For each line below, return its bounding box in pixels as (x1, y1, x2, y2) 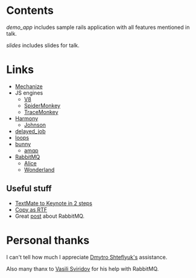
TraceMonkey (24, 108, 58, 115)
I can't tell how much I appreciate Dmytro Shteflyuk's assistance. (6, 253, 168, 261)
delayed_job (14, 127, 46, 134)
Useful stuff (6, 183, 52, 194)
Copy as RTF (14, 206, 48, 213)
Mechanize (14, 83, 43, 90)
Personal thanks (6, 233, 90, 247)
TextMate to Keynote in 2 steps (14, 200, 92, 207)
